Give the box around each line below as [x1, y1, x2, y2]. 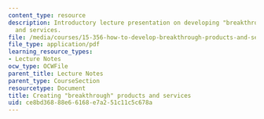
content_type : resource [8, 11, 86, 20]
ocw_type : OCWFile [8, 63, 68, 70]
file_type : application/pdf [8, 41, 101, 49]
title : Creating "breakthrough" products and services [8, 92, 192, 99]
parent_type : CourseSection [8, 77, 101, 85]
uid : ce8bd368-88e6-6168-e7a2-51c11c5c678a [8, 99, 153, 106]
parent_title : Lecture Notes [8, 70, 104, 78]
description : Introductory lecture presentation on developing [8, 19, 220, 27]
